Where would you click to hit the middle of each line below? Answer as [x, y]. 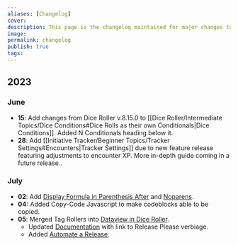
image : [17, 34]
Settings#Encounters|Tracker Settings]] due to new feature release [115, 148]
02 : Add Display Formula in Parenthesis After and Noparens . [106, 196]
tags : [15, 54]
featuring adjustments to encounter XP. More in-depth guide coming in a [124, 155]
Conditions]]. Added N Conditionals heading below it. [95, 132]
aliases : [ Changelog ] [39, 14]
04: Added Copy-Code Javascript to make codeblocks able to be [113, 204]
